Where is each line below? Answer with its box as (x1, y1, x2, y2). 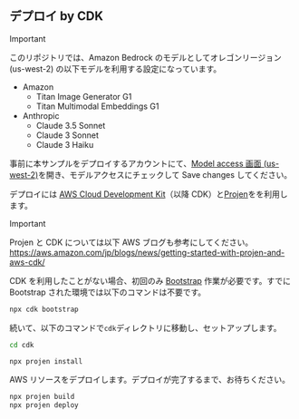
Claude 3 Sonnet (35, 130, 100, 141)
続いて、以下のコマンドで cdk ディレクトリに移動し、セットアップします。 (9, 322, 282, 333)
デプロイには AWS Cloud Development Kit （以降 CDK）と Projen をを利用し (9, 189, 288, 200)
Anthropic (22, 110, 60, 121)
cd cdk (9, 340, 34, 349)
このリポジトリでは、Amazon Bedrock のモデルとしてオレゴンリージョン (9, 52, 283, 63)
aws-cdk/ (9, 257, 45, 268)
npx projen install (9, 356, 83, 365)
